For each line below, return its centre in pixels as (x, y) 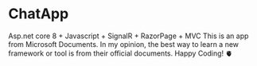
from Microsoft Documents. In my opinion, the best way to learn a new (124, 44)
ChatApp (39, 14)
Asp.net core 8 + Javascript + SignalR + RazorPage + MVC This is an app (128, 36)
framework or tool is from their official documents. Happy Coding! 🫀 (121, 53)
